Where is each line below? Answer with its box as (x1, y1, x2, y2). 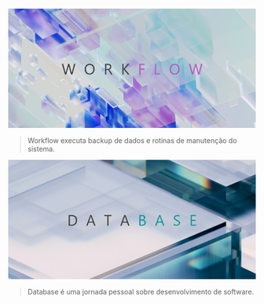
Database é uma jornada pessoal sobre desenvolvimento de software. (27, 287, 255, 296)
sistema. (27, 144, 55, 153)
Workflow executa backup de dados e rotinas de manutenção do (27, 135, 237, 145)
